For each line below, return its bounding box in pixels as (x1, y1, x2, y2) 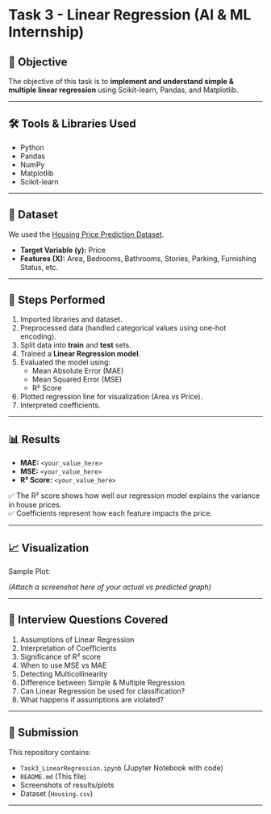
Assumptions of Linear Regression (19, 635, 135, 644)
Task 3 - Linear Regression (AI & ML (8, 6, 252, 24)
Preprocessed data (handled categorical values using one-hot (19, 323, 227, 333)
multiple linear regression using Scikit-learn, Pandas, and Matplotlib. (8, 85, 239, 95)
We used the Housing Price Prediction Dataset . (8, 229, 165, 239)
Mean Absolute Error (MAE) (31, 366, 124, 376)
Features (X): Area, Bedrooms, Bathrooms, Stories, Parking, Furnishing (19, 253, 256, 264)
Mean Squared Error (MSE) (31, 374, 123, 385)
